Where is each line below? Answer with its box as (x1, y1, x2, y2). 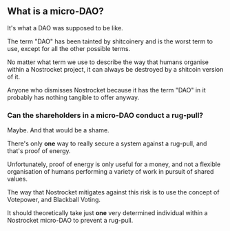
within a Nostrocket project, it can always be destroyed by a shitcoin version (7, 65, 224, 73)
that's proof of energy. (7, 147, 71, 155)
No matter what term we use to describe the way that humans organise (7, 58, 209, 66)
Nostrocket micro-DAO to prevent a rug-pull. (7, 217, 134, 225)
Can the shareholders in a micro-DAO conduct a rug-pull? (7, 110, 204, 120)
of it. (7, 72, 21, 81)
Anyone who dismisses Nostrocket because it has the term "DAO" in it (7, 86, 207, 94)
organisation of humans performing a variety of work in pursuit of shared (7, 168, 214, 176)
